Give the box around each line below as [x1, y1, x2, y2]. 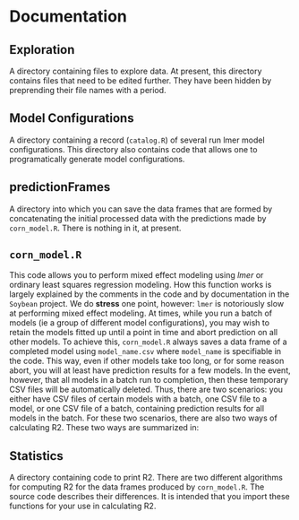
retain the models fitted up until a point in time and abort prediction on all [9, 327, 278, 338]
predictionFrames [9, 179, 111, 195]
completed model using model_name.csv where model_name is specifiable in [9, 346, 282, 357]
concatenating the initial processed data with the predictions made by [9, 212, 267, 223]
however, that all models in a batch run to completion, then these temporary [9, 375, 289, 386]
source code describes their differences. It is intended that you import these [9, 491, 291, 502]
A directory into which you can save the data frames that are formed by [9, 204, 273, 214]
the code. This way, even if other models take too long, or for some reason [9, 356, 285, 367]
